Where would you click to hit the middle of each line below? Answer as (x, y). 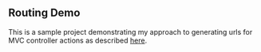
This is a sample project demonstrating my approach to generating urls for (130, 32)
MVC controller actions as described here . (78, 40)
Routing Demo (44, 13)
